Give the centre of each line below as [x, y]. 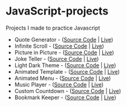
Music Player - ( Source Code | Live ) [59, 84]
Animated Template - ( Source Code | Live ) [67, 71]
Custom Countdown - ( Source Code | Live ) [68, 91]
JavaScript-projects [57, 11]
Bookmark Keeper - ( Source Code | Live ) [65, 97]
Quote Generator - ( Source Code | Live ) [64, 39]
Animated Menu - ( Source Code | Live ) [63, 78]
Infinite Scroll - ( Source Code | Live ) [59, 46]
